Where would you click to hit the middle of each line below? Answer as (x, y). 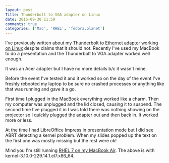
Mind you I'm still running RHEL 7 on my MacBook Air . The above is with (80, 150)
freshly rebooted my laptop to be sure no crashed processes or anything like (85, 84)
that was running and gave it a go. (41, 89)
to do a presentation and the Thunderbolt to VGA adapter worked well (78, 54)
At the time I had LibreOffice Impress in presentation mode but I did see (79, 130)
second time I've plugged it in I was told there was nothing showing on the (82, 110)
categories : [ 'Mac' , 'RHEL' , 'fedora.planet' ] (55, 29)
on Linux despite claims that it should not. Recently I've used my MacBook (82, 48)
